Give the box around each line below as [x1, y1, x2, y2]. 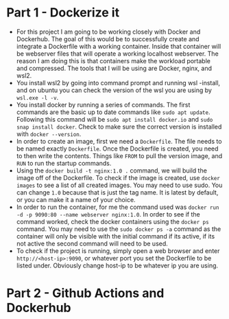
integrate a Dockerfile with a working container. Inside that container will [16, 42, 221, 50]
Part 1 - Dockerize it [6, 5, 120, 21]
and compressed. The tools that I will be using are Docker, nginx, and [16, 64, 212, 72]
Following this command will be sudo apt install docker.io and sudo [16, 115, 213, 123]
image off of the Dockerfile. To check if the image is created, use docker [16, 173, 221, 181]
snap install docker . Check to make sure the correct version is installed [16, 122, 222, 131]
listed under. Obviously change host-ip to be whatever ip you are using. [16, 261, 219, 269]
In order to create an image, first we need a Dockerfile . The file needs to [16, 137, 222, 145]
